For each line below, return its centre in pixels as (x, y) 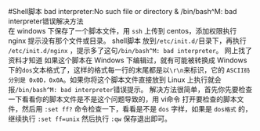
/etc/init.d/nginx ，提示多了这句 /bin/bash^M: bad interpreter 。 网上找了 (130, 50)
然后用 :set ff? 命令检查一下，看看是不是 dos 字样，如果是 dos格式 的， (137, 109)
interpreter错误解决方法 (46, 21)
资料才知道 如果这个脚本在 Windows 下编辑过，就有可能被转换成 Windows (128, 60)
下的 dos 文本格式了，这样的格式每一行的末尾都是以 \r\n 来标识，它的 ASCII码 (129, 70)
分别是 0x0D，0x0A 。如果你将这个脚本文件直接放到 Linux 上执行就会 (115, 80)
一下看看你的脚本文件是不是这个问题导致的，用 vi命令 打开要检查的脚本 (123, 99)
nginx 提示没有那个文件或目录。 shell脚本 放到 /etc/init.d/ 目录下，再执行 (127, 41)
